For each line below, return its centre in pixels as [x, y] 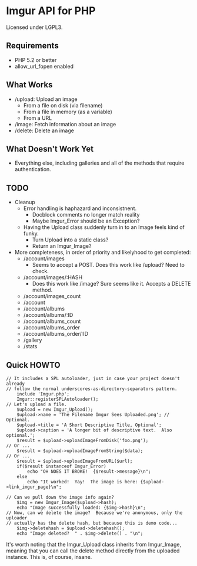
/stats [30, 346]
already [16, 384]
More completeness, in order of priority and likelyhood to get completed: [103, 253]
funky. [31, 234]
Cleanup [25, 202]
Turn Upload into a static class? [70, 240]
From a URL [38, 118]
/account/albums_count [52, 321]
